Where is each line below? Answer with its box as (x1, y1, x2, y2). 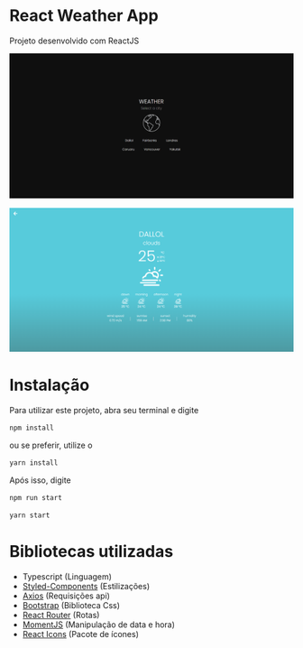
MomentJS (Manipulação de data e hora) (22, 619, 176, 630)
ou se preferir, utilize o (9, 440, 93, 451)
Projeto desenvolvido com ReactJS (9, 35, 140, 46)
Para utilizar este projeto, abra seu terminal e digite (9, 405, 199, 416)
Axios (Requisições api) (22, 590, 111, 601)
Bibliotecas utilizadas (9, 541, 174, 561)
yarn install (9, 458, 59, 467)
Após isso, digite (9, 475, 72, 486)
